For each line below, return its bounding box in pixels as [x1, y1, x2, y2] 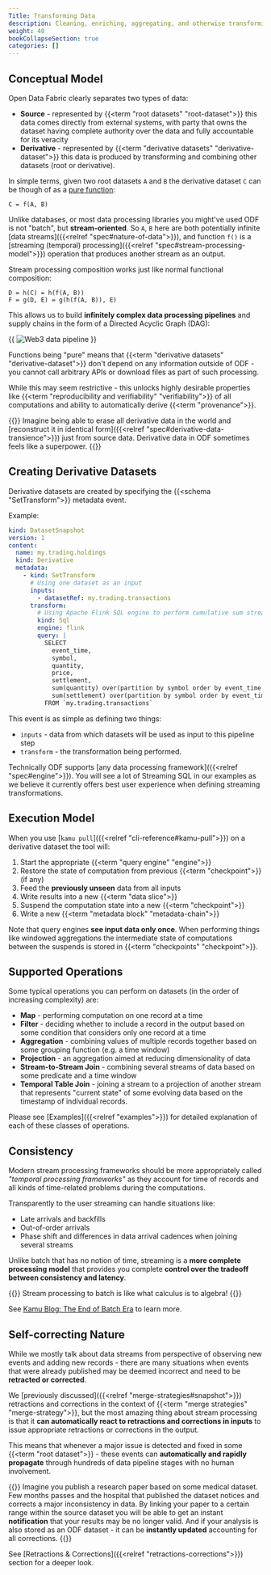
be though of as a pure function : [8, 184, 115, 194]
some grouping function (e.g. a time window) [19, 1045, 170, 1055]
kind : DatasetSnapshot [8, 526, 85, 534]
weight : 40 [8, 27, 45, 35]
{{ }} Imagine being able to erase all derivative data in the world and [8, 416, 231, 425]
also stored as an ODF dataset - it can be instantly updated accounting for [8, 1525, 258, 1535]
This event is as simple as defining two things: [8, 713, 162, 724]
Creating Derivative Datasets [8, 465, 157, 479]
